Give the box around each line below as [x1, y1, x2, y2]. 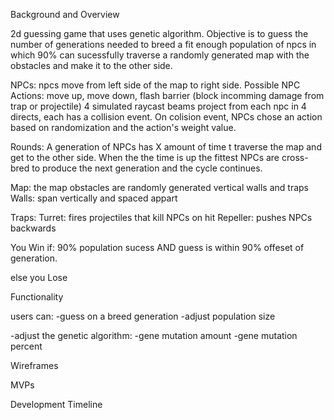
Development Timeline [10, 399, 103, 410]
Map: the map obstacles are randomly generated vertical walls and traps [10, 182, 309, 193]
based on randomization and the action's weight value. [10, 122, 237, 133]
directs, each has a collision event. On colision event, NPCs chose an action [10, 111, 323, 123]
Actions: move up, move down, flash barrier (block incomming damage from [10, 90, 325, 101]
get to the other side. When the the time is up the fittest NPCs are [10, 152, 280, 163]
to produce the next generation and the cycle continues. [31, 162, 263, 174]
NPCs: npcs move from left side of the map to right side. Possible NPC [10, 79, 301, 91]
